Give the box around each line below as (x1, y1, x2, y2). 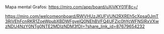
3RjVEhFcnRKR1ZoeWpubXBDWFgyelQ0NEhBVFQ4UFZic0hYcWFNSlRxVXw (5, 19, 159, 24)
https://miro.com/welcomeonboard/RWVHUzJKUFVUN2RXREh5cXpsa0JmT (5, 13, 159, 19)
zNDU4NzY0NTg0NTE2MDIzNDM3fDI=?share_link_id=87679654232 (5, 23, 145, 29)
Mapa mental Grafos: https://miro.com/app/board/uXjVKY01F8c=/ (5, 4, 138, 10)
